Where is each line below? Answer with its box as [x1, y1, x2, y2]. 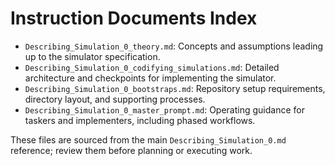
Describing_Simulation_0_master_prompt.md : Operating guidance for [24, 103, 305, 116]
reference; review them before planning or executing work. [10, 144, 253, 156]
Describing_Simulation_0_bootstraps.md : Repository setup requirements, [24, 82, 326, 94]
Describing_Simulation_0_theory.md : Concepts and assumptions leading [24, 40, 324, 52]
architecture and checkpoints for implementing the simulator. [24, 72, 277, 84]
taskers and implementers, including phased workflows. [24, 114, 256, 126]
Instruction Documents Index [10, 7, 258, 30]
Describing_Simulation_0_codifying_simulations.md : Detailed [24, 61, 280, 73]
